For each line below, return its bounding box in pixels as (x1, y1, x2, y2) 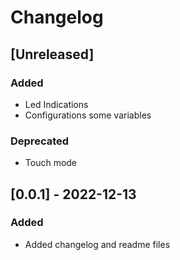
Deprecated (10, 134, 70, 148)
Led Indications (24, 98, 89, 110)
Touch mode (24, 157, 78, 169)
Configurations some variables (24, 109, 152, 121)
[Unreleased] (10, 46, 95, 63)
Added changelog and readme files (24, 238, 171, 250)
